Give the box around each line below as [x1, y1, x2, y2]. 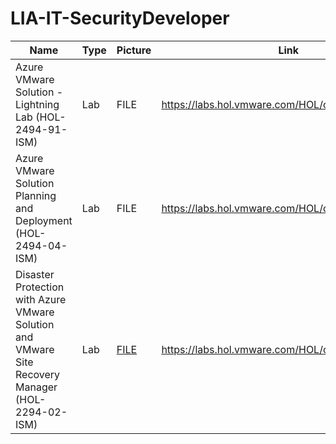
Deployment [15, 213, 73, 227]
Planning [15, 188, 57, 202]
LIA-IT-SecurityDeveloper [10, 7, 230, 30]
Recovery [15, 367, 61, 381]
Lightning [15, 97, 60, 111]
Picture [116, 43, 152, 57]
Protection [15, 280, 65, 294]
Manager [15, 380, 58, 394]
